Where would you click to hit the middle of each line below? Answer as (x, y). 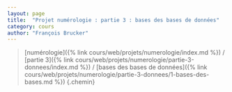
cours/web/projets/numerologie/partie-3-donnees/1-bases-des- (117, 75)
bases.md (39, 82)
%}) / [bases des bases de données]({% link (144, 67)
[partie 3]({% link (49, 60)
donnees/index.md (51, 67)
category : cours (31, 26)
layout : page (26, 13)
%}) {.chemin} (75, 82)
